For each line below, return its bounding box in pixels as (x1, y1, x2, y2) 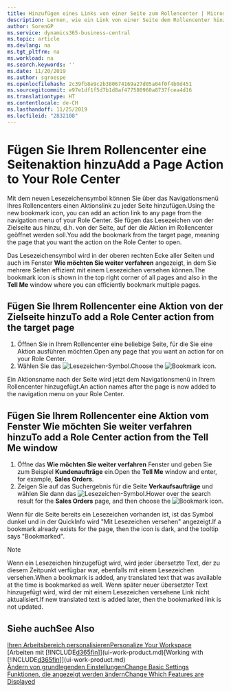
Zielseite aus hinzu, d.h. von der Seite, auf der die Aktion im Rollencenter (7, 223, 213, 231)
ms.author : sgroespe (7, 74, 67, 81)
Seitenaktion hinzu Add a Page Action (7, 156, 224, 172)
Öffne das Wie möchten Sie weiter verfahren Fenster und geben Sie (16, 460, 212, 468)
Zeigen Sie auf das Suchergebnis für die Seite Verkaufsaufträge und (16, 482, 213, 490)
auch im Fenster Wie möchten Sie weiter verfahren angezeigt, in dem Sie (7, 259, 217, 267)
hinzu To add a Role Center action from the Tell (7, 431, 208, 443)
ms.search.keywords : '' (7, 61, 76, 68)
